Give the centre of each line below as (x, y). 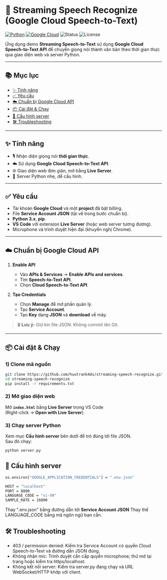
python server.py (23, 451)
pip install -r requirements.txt (40, 384)
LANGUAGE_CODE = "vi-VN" (31, 496)
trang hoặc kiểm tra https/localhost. (49, 561)
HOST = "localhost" (25, 486)
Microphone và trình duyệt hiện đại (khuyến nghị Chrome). (72, 229)
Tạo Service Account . (42, 309)
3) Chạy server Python (33, 425)
